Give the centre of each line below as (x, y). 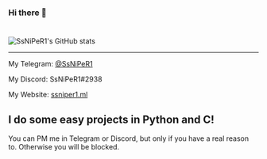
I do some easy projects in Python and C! (111, 119)
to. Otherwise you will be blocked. (64, 146)
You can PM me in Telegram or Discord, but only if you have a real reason (128, 138)
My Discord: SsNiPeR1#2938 (55, 79)
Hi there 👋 (28, 13)
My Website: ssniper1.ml (48, 95)
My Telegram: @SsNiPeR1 (50, 64)
